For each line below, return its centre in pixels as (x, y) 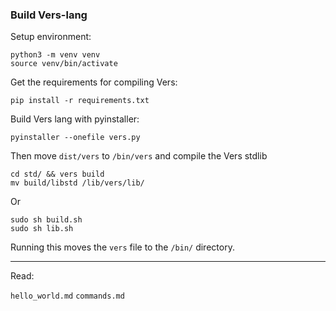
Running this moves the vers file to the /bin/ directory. (122, 247)
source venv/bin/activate (64, 64)
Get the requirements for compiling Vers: (94, 82)
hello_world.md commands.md (67, 296)
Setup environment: (51, 37)
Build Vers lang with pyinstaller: (75, 119)
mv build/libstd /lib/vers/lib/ (77, 183)
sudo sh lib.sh (42, 229)
